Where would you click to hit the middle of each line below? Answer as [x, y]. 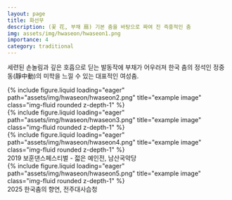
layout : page [26, 14]
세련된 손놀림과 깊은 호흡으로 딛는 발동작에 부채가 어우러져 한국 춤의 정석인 [110, 67]
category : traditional [40, 46]
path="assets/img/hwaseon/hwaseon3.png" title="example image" [104, 120]
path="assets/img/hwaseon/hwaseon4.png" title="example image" [104, 142]
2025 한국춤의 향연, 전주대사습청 [52, 189]
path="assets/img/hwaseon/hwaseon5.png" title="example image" [104, 173]
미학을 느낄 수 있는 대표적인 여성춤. [91, 76]
